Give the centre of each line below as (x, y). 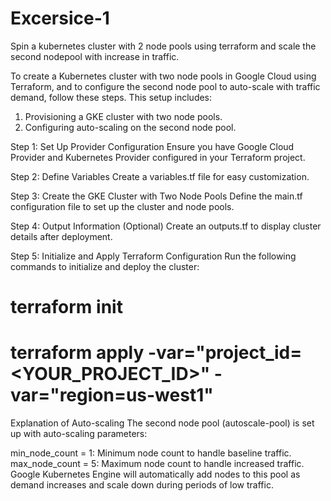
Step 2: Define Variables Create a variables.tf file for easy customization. (160, 176)
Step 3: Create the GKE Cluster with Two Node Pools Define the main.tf (156, 196)
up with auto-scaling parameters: (79, 434)
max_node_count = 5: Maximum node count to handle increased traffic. (157, 464)
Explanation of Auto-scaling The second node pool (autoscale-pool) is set (162, 423)
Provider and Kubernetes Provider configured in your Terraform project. (158, 157)
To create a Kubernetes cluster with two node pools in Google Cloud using (163, 76)
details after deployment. (61, 236)
